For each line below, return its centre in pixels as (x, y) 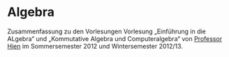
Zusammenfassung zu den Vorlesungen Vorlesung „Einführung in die (106, 31)
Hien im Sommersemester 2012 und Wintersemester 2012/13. (95, 46)
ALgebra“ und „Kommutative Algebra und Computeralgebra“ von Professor (114, 38)
